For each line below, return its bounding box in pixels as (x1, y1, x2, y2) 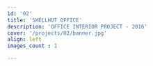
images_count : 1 (7, 42, 58, 49)
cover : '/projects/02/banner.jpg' (7, 29, 108, 37)
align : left (7, 36, 42, 43)
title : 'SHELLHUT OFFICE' (7, 17, 82, 24)
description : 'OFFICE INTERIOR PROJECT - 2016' (7, 23, 148, 30)
